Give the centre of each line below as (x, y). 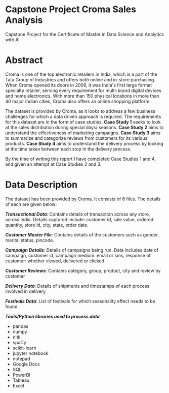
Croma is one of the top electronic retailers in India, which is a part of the (81, 74)
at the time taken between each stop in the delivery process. (68, 149)
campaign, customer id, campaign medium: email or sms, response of (78, 255)
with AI (13, 40)
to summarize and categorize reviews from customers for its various (76, 138)
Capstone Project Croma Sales (71, 9)
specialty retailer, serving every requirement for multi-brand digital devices (83, 90)
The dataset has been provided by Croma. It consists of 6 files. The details (83, 199)
